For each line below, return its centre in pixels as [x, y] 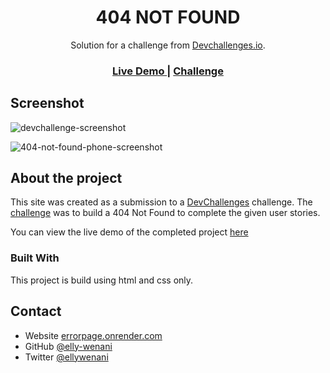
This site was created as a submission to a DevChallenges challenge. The [161, 202]
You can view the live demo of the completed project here [129, 232]
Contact [36, 311]
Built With [35, 258]
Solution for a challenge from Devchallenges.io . [168, 45]
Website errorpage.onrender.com [93, 335]
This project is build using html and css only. [102, 280]
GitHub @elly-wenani [68, 346]
